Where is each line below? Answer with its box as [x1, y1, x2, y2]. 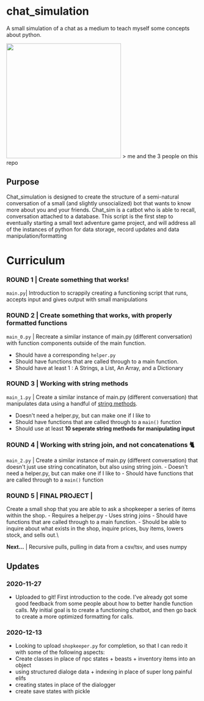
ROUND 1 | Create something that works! [6, 275, 129, 284]
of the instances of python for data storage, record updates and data [6, 225, 180, 233]
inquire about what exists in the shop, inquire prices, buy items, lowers [6, 525, 184, 532]
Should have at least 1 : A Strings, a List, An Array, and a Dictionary [15, 364, 183, 371]
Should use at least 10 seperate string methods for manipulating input [15, 425, 195, 432]
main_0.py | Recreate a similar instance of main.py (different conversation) [6, 333, 192, 340]
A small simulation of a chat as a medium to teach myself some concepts [6, 25, 190, 32]
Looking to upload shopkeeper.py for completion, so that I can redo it [15, 642, 188, 650]
